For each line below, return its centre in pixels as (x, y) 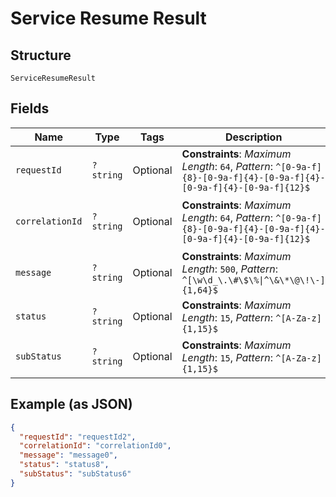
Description (253, 137)
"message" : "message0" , (68, 455)
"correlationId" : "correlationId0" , (95, 446)
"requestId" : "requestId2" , (78, 437)
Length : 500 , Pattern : (230, 269)
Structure (41, 55)
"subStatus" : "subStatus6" (75, 474)
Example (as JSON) (71, 404)
